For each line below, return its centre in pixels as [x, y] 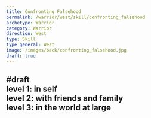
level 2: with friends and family [65, 98]
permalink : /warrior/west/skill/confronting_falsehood [76, 17]
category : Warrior [29, 28]
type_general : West [30, 45]
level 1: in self [32, 89]
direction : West [26, 34]
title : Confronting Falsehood [44, 12]
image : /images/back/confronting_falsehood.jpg [67, 50]
